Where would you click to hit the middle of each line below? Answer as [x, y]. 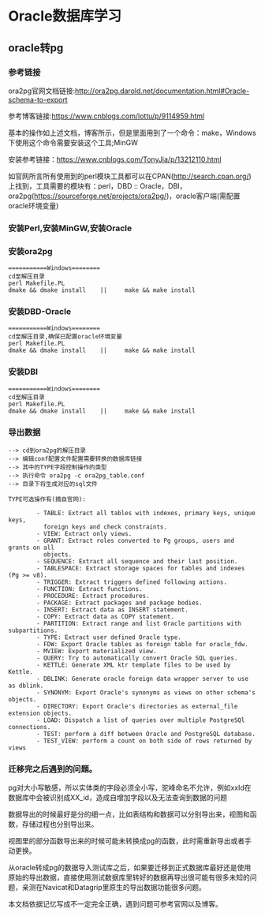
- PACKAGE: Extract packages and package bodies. [119, 603]
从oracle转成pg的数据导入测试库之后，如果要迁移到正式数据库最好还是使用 [130, 868]
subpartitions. [33, 630]
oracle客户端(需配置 [208, 196]
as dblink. [26, 686]
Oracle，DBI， [163, 185]
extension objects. [40, 713]
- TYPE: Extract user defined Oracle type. [109, 637]
